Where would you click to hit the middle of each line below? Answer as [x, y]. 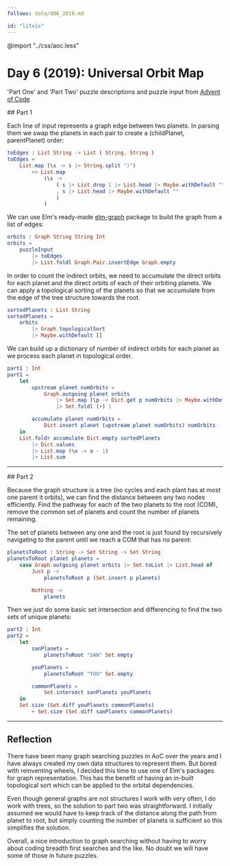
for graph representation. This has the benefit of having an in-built [100, 778]
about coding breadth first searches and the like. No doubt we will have [108, 848]
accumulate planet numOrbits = [76, 419]
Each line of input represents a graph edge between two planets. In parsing [113, 126]
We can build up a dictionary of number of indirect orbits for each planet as [113, 349]
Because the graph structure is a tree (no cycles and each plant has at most [114, 490]
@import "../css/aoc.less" [43, 45]
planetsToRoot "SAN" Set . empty [88, 655]
